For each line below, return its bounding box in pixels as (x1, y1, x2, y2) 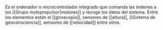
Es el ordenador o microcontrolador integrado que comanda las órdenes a (5, 4, 157, 10)
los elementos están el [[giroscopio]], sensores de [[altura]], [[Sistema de (5, 15, 156, 20)
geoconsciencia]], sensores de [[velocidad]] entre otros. (5, 19, 121, 25)
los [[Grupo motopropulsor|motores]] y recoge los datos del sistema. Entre (5, 9, 158, 15)
